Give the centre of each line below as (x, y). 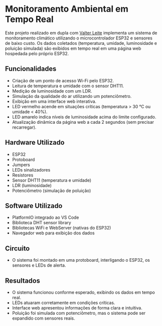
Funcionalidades (31, 69)
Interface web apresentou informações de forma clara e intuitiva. (77, 308)
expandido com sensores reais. (44, 318)
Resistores (23, 175)
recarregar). (24, 127)
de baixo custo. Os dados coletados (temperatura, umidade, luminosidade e (81, 43)
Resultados (23, 280)
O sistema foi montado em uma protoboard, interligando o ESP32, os (81, 260)
